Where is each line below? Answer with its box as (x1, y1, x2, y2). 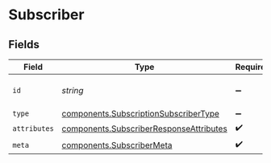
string (61, 85, 84, 96)
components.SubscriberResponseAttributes (61, 123, 227, 134)
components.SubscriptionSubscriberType (61, 108, 220, 119)
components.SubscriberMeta (61, 139, 173, 150)
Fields (8, 38, 40, 51)
